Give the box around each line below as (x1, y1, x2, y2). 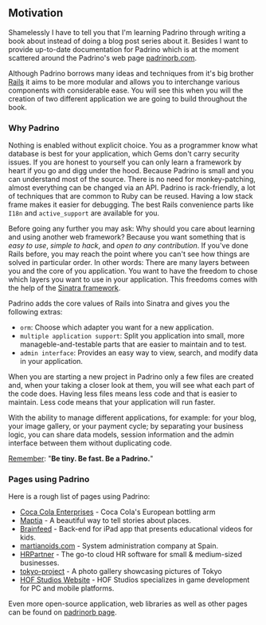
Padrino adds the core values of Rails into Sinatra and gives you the (8, 299, 230, 308)
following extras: (8, 307, 63, 317)
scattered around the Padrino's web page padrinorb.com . (8, 53, 198, 62)
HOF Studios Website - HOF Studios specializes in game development (19, 575, 250, 585)
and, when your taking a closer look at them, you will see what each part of (8, 381, 255, 390)
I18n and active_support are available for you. (8, 208, 160, 218)
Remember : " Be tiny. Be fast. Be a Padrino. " (8, 454, 154, 464)
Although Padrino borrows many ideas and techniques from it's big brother (8, 68, 254, 78)
